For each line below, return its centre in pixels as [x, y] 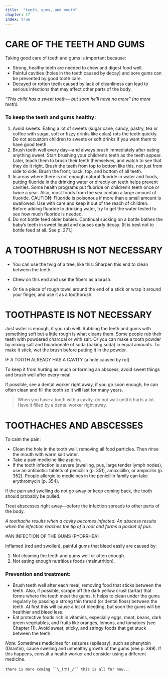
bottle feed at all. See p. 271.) [43, 230]
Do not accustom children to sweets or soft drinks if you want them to [85, 139]
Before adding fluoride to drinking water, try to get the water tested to [84, 208]
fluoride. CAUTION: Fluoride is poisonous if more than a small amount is [87, 198]
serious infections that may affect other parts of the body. [72, 89]
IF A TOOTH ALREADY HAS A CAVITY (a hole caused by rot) [67, 360]
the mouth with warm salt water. [46, 455]
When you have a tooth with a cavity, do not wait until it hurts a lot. [86, 400]
